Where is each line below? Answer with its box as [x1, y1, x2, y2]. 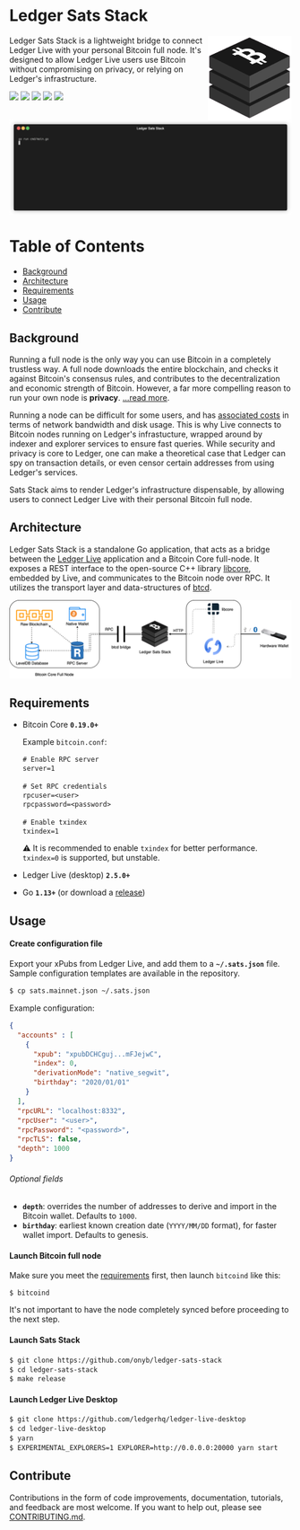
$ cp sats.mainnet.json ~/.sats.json [9, 986, 150, 995]
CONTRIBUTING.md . [9, 1511, 86, 1522]
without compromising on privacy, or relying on [9, 64, 184, 75]
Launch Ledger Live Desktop [9, 1393, 118, 1404]
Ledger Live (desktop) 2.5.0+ [21, 870, 131, 880]
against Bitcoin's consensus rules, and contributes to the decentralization [9, 374, 280, 384]
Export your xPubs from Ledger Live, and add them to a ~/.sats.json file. [9, 959, 280, 969]
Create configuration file [9, 938, 103, 949]
